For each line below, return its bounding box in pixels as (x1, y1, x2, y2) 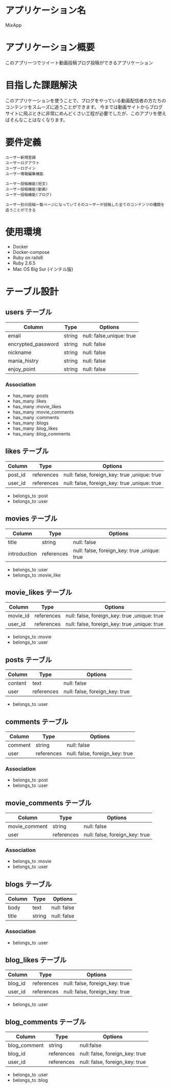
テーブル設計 (5, 286, 59, 297)
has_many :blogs (12, 420, 49, 426)
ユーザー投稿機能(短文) (5, 181, 48, 186)
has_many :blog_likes (12, 425, 58, 432)
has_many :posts (12, 392, 49, 399)
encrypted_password (8, 340, 59, 347)
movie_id (8, 612, 30, 620)
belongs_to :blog (12, 1077, 48, 1083)
